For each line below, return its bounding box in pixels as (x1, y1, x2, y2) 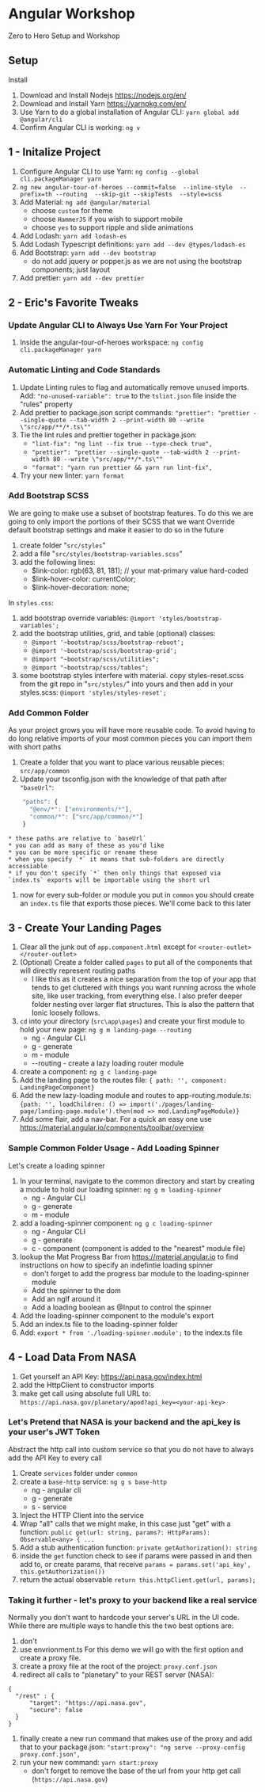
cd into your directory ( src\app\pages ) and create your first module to (19, 1016, 245, 1026)
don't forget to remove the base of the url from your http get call (31, 1766, 241, 1775)
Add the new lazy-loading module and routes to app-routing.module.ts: (19, 1091, 252, 1100)
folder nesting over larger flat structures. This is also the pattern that (31, 1000, 255, 1009)
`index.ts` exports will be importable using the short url (8, 876, 211, 884)
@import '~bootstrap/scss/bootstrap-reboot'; (31, 639, 184, 646)
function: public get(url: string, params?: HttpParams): (19, 1527, 211, 1537)
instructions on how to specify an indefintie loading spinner (19, 1260, 214, 1270)
